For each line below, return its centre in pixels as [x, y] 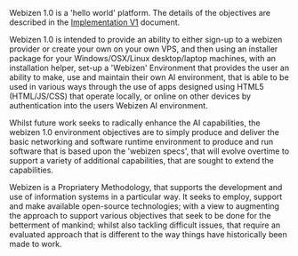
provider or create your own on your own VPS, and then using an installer [144, 49]
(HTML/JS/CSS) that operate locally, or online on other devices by [130, 96]
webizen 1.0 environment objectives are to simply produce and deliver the [145, 132]
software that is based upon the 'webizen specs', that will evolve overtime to [149, 151]
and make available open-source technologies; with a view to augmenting [145, 206]
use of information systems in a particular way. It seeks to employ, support [146, 196]
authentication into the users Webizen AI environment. [109, 105]
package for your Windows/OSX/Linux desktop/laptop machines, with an [143, 58]
